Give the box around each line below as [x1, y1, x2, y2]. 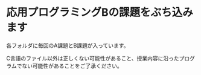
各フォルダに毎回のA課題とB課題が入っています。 [6, 42, 129, 49]
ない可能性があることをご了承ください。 [22, 62, 123, 70]
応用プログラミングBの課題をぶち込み [6, 5, 193, 19]
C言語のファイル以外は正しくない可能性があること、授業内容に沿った [6, 54, 179, 62]
